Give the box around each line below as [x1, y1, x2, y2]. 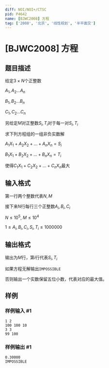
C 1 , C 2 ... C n [5, 109, 26, 116]
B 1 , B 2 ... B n [5, 98, 25, 105]
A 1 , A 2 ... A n [5, 88, 26, 95]
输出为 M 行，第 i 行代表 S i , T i [5, 254, 58, 261]
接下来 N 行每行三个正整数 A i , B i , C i [5, 203, 70, 210]
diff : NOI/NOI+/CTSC [5, 7, 47, 12]
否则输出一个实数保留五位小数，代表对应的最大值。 [5, 276, 107, 282]
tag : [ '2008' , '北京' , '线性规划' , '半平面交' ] [5, 20, 96, 26]
